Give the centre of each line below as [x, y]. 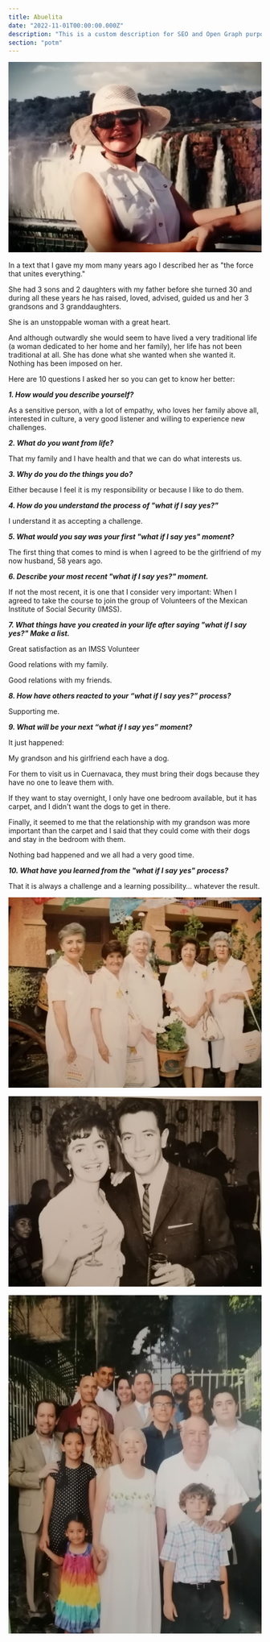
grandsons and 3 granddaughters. [65, 307]
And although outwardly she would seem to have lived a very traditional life [133, 338]
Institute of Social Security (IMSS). [65, 609]
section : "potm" [35, 43]
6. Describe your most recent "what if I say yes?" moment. [108, 577]
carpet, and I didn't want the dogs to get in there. [90, 806]
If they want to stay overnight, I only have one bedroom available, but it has [133, 798]
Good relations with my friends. [60, 680]
